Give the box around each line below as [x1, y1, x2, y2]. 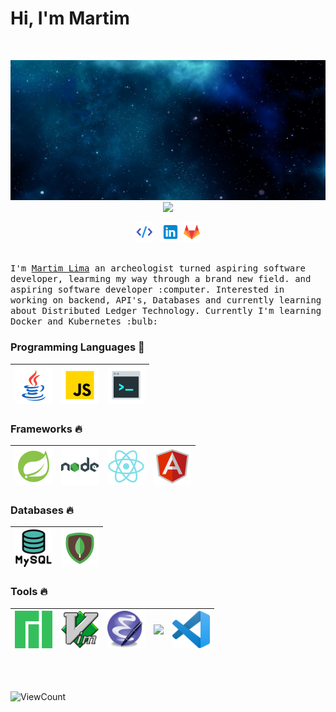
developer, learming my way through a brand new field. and [10, 273, 312, 285]
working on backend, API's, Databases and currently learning [10, 295, 322, 306]
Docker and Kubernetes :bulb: [10, 316, 159, 327]
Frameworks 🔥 [10, 422, 83, 436]
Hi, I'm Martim [10, 7, 130, 30]
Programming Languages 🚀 [10, 340, 145, 354]
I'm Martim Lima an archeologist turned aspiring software [10, 263, 307, 274]
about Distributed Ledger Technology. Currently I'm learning [10, 305, 322, 317]
